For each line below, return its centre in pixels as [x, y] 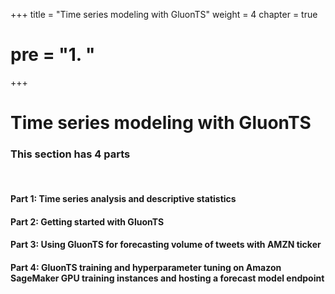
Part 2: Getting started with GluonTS [87, 221]
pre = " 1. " [53, 55]
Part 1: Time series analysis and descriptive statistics [123, 199]
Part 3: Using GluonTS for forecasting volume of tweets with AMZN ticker [166, 245]
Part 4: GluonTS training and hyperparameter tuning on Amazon [146, 267]
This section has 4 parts [70, 154]
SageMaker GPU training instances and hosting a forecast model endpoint [167, 278]
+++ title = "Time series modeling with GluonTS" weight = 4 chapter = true [164, 14]
